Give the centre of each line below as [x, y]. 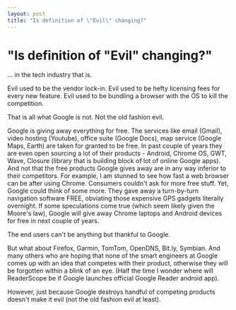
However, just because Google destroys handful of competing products [111, 292]
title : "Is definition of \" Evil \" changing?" [77, 20]
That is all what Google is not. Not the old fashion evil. [86, 117]
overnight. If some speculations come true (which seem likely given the [111, 206]
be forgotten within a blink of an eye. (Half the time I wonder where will [111, 271]
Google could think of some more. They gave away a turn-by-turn [103, 191]
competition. [26, 104]
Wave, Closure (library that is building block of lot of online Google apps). [114, 161]
